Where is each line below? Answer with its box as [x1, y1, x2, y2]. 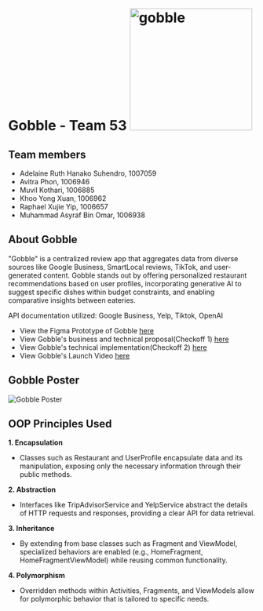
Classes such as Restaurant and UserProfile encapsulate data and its [19, 453, 243, 463]
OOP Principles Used [8, 417, 112, 431]
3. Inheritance [8, 524, 55, 533]
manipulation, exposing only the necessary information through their [19, 461, 241, 471]
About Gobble [8, 233, 78, 246]
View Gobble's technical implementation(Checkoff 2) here [19, 342, 208, 352]
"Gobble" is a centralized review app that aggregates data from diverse [8, 253, 239, 263]
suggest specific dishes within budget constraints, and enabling [8, 287, 215, 296]
